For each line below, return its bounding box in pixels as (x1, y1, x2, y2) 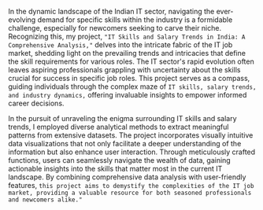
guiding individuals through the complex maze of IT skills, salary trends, (8, 82, 257, 91)
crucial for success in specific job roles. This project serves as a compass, (8, 74, 250, 83)
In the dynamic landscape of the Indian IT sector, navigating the (8, 7, 215, 16)
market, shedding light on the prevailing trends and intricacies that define (8, 49, 246, 57)
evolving (8, 15, 36, 24)
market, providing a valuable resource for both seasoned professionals (8, 189, 252, 197)
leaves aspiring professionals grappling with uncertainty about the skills (8, 65, 241, 74)
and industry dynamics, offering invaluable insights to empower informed (8, 90, 247, 99)
